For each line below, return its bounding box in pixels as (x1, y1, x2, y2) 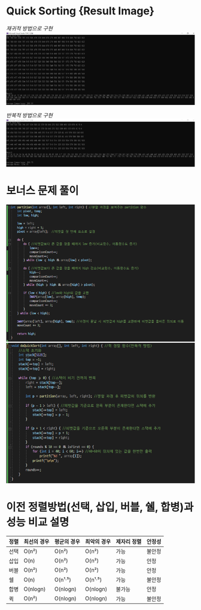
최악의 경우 (85, 538, 111, 545)
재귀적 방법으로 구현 (6, 25, 53, 32)
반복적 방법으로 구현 (6, 111, 53, 119)
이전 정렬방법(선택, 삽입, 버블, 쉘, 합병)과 (6, 500, 194, 514)
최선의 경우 (23, 538, 50, 545)
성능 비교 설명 (6, 515, 69, 529)
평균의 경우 (54, 538, 81, 545)
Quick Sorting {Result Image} (6, 4, 154, 18)
